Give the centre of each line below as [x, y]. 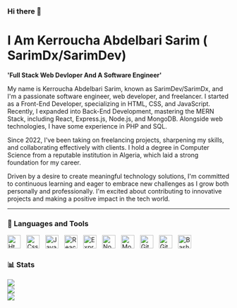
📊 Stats [21, 265]
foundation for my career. [44, 162]
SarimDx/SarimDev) [67, 55]
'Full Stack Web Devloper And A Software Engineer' [85, 75]
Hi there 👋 [25, 11]
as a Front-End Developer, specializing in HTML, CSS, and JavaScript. [109, 103]
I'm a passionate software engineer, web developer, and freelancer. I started [118, 96]
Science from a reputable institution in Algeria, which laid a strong [103, 155]
